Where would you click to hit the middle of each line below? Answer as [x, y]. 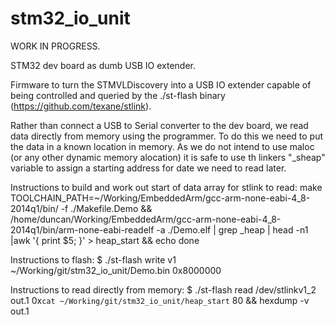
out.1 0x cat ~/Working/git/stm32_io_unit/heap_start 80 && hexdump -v [160, 300]
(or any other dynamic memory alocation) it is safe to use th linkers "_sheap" [168, 157]
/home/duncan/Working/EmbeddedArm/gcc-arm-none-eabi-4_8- [146, 219]
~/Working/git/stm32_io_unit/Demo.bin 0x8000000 [116, 270]
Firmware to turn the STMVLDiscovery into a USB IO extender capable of [161, 84]
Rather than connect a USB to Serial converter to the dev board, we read [159, 125]
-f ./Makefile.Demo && [106, 208]
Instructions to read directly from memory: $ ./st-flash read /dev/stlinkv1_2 [163, 289]
